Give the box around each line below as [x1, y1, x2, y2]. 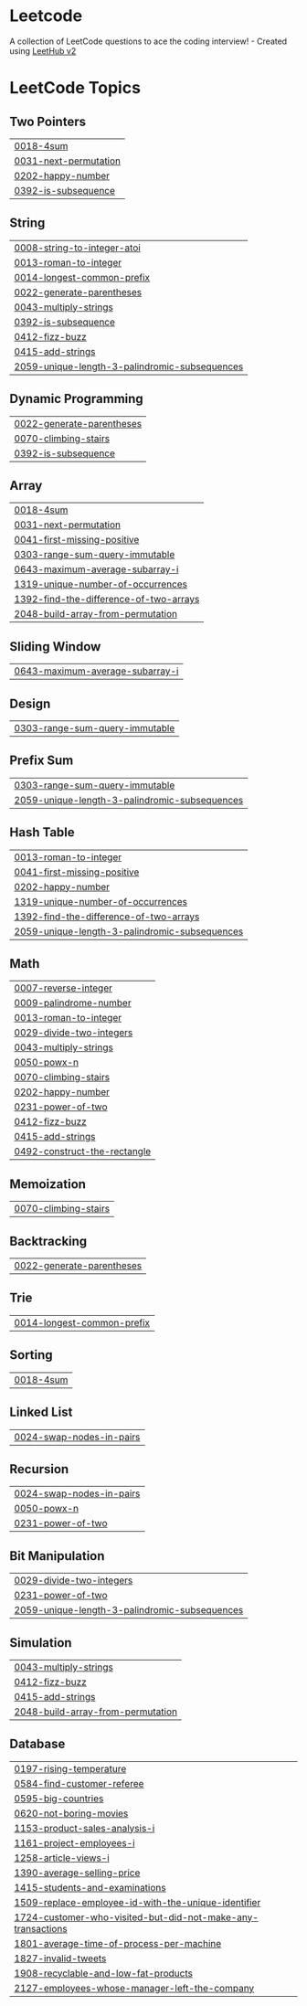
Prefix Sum [9, 753, 74, 769]
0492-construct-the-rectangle [14, 1145, 152, 1158]
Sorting [9, 1347, 53, 1363]
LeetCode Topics [9, 78, 142, 99]
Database [9, 1736, 66, 1752]
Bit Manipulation [9, 1548, 105, 1564]
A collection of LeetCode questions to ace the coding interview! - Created [9, 36, 288, 47]
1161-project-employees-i [14, 1836, 135, 1849]
